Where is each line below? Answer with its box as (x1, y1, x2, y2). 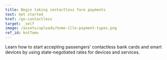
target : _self (5, 21, 35, 26)
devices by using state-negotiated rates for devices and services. (5, 49, 140, 55)
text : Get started (5, 12, 43, 17)
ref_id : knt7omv (5, 30, 39, 35)
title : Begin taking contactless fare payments (5, 7, 106, 12)
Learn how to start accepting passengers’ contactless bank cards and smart (5, 44, 162, 50)
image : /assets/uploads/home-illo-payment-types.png (5, 26, 117, 31)
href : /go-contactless (5, 16, 52, 21)
